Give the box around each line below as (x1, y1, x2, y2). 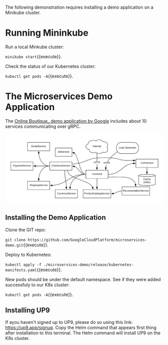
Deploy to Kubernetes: (5, 251, 52, 257)
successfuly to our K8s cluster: (5, 282, 70, 288)
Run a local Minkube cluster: (5, 44, 64, 50)
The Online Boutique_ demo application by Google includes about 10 (5, 118, 147, 124)
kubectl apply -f (5, 262, 42, 267)
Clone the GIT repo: (5, 226, 46, 233)
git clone (5, 237, 26, 242)
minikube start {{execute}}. (5, 53, 62, 59)
